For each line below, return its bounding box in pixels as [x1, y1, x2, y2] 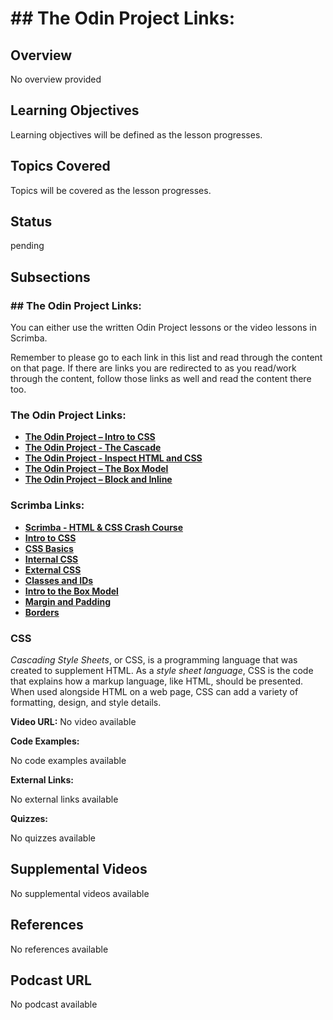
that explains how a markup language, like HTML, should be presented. [10, 675, 304, 687]
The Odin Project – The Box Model [24, 463, 169, 475]
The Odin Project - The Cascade [24, 442, 162, 454]
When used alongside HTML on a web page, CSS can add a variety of [10, 686, 299, 698]
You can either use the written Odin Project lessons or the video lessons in [10, 322, 317, 334]
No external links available [10, 793, 119, 806]
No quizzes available [10, 832, 96, 844]
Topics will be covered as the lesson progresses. [10, 184, 212, 196]
